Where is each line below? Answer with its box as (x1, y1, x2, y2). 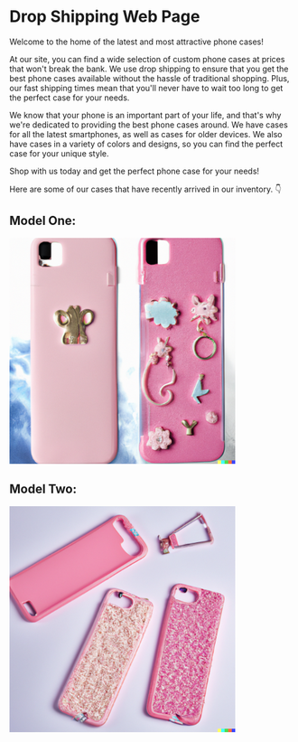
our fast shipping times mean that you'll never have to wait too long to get (9, 82, 284, 93)
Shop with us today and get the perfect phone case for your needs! (9, 165, 260, 176)
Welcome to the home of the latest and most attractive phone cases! (9, 36, 265, 47)
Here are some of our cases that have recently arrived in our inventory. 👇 (9, 183, 282, 194)
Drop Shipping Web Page (9, 6, 200, 27)
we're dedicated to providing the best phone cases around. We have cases (9, 119, 289, 130)
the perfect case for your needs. (9, 92, 130, 103)
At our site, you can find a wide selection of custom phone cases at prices (9, 53, 285, 64)
